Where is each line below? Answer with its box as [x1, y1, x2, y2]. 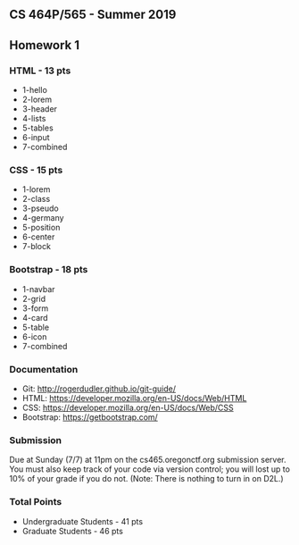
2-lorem [21, 94, 53, 105]
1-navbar [21, 283, 55, 294]
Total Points [9, 496, 62, 508]
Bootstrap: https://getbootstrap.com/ [21, 411, 158, 423]
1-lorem [21, 184, 51, 195]
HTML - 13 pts [9, 64, 71, 77]
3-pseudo [21, 203, 60, 214]
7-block [21, 241, 52, 252]
